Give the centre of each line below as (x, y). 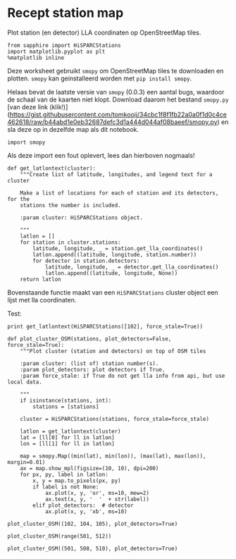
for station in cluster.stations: (70, 242)
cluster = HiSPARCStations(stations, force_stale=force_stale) (115, 419)
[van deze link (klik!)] (38, 106)
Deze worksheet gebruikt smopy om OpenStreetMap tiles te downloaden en (116, 70)
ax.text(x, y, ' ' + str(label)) (97, 499)
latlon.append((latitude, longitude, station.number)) (115, 254)
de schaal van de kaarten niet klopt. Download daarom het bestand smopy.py (118, 99)
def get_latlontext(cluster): (52, 168)
